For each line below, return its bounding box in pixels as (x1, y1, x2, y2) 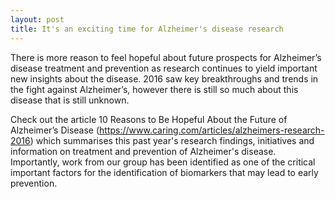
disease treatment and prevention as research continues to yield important (10, 62, 318, 74)
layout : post (10, 14, 65, 25)
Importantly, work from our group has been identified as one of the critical (10, 156, 316, 168)
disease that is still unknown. (10, 94, 130, 106)
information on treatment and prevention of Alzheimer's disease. (10, 145, 277, 157)
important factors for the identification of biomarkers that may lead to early (10, 166, 319, 178)
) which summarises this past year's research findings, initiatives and (29, 134, 315, 146)
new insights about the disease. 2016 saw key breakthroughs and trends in (10, 72, 319, 85)
